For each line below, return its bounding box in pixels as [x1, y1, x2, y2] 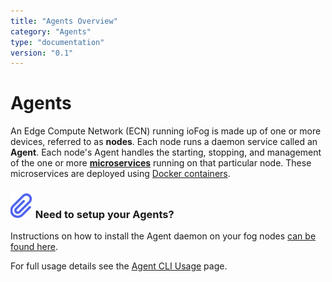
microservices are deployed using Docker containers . [10, 168, 231, 180]
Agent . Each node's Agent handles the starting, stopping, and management [10, 146, 322, 159]
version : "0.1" [10, 48, 74, 58]
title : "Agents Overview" [10, 16, 118, 26]
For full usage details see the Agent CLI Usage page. [10, 260, 228, 272]
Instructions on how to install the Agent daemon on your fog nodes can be [10, 230, 317, 242]
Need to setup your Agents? [34, 208, 175, 222]
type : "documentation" [10, 37, 105, 47]
